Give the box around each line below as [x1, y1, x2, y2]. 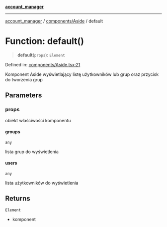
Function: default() [5, 35, 84, 47]
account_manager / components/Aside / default [5, 18, 103, 24]
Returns [5, 194, 31, 203]
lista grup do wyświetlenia [5, 149, 59, 155]
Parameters [5, 91, 42, 100]
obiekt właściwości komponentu [5, 117, 71, 123]
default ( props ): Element [17, 52, 66, 58]
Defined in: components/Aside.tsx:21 [5, 61, 81, 67]
